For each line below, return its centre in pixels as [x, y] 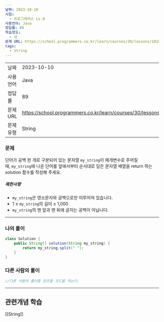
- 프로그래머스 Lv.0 [27, 19]
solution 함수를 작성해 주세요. [33, 172]
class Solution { [23, 239]
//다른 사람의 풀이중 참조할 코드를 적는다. [42, 281]
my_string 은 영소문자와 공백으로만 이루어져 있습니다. [62, 198]
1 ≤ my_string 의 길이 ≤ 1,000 [40, 203]
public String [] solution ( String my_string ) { [62, 243]
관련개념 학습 [24, 302]
